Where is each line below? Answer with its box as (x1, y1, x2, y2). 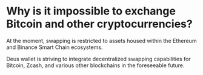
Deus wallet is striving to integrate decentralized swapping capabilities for (6, 55, 191, 62)
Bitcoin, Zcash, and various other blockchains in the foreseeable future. (6, 62, 185, 69)
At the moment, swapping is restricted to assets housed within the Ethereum (6, 37, 197, 44)
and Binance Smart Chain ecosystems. (6, 44, 103, 51)
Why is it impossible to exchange (6, 4, 176, 18)
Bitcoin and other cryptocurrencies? (6, 17, 193, 31)
